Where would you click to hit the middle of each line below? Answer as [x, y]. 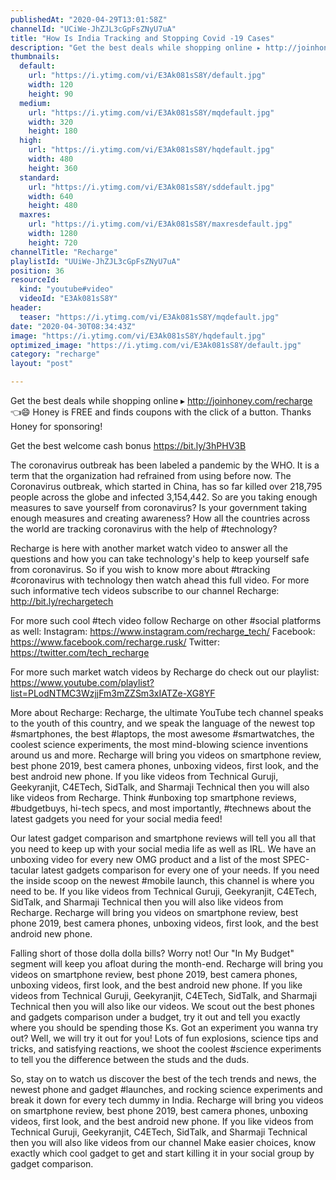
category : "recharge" [55, 354]
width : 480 [51, 159]
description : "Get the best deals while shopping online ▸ [136, 47]
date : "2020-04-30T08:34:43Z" [73, 326]
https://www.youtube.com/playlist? [82, 682]
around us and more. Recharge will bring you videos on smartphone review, [166, 755]
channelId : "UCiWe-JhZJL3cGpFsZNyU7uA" [93, 29]
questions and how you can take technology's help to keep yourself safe [160, 559]
